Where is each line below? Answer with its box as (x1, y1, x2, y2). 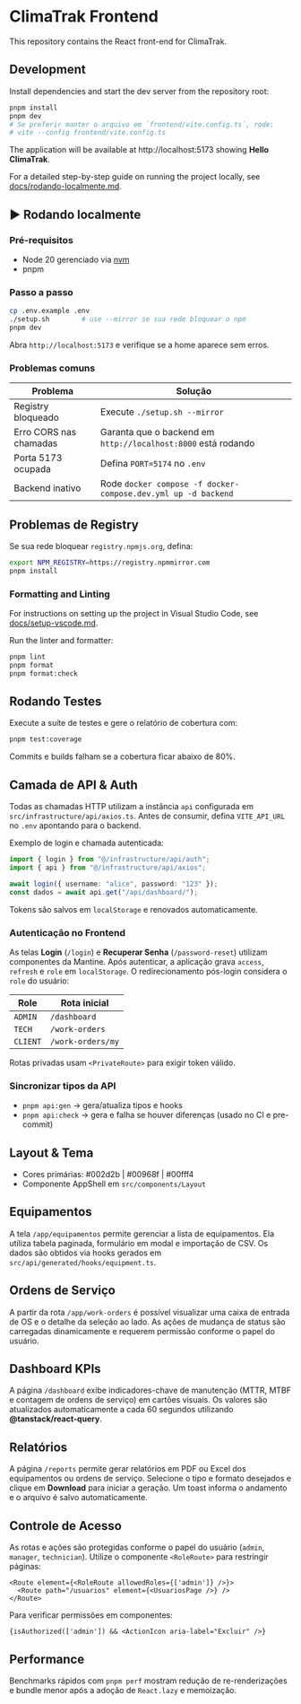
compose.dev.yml (99, 489, 170, 499)
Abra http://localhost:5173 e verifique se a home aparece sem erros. (9, 339, 271, 350)
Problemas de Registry (9, 517, 139, 532)
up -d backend (173, 489, 234, 499)
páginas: (9, 1561, 42, 1572)
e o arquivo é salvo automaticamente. (9, 1492, 148, 1503)
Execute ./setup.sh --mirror (99, 406, 224, 418)
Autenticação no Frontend (9, 926, 125, 939)
